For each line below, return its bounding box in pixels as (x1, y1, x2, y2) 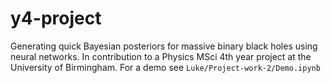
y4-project (10, 7, 102, 30)
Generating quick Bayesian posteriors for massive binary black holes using (10, 40, 318, 52)
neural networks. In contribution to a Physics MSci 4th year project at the (10, 50, 312, 62)
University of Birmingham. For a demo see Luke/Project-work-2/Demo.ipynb (10, 61, 321, 73)
